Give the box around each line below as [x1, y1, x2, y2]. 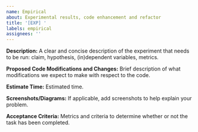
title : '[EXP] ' [6, 20, 47, 26]
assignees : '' [6, 31, 42, 37]
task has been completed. [6, 119, 70, 126]
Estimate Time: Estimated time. [6, 83, 84, 90]
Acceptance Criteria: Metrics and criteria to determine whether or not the [6, 113, 188, 120]
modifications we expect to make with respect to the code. [6, 72, 150, 79]
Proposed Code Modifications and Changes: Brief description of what [6, 65, 181, 72]
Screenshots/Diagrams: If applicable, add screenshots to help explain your [6, 95, 192, 102]
